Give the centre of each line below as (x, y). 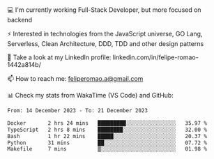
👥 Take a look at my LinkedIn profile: (59, 57)
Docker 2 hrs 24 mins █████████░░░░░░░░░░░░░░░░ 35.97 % (107, 123)
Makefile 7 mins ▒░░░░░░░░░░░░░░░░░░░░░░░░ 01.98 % (107, 149)
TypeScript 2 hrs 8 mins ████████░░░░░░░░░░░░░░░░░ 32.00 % (107, 130)
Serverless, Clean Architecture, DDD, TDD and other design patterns (106, 44)
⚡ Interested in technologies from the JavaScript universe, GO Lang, (105, 34)
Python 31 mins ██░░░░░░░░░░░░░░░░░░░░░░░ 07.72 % (107, 143)
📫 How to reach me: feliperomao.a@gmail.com (75, 78)
